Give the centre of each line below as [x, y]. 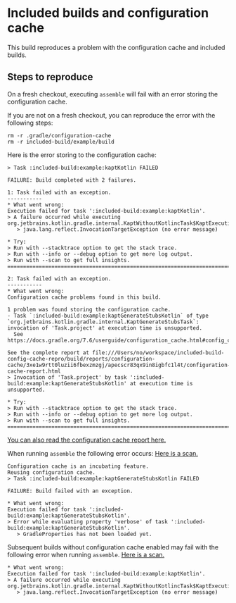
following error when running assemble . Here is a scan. [86, 554]
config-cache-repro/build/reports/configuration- [81, 359]
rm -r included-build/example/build [61, 142]
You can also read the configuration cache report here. [87, 440]
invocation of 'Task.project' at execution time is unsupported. [105, 328]
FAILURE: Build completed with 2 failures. [72, 180]
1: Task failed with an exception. [59, 192]
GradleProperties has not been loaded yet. [87, 534]
